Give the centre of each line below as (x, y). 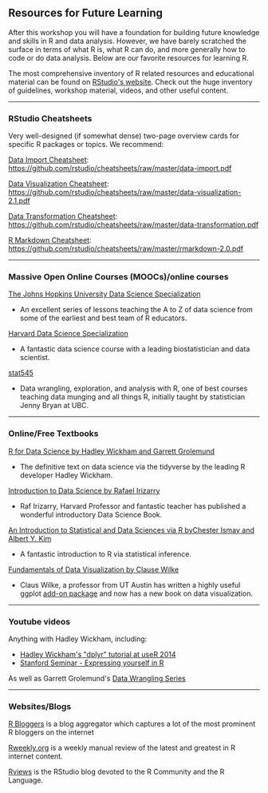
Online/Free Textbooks (53, 434)
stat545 (21, 373)
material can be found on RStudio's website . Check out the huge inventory (130, 81)
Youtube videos (39, 621)
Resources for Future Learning (86, 13)
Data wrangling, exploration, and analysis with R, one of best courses (134, 389)
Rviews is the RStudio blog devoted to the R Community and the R (116, 772)
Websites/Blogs (40, 706)
